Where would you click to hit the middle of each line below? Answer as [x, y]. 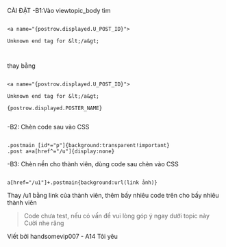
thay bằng [21, 66]
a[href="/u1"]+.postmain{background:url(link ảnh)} [82, 183]
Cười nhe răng [44, 223]
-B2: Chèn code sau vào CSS [48, 127]
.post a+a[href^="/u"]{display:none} [61, 151]
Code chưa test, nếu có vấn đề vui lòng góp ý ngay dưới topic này [117, 216]
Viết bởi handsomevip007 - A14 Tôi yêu [62, 236]
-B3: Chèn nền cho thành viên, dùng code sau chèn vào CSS [93, 164]
